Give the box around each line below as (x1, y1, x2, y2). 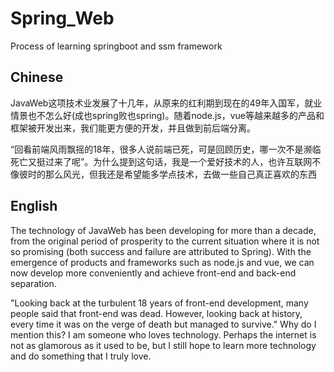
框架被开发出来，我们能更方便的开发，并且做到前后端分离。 (10, 122, 256, 134)
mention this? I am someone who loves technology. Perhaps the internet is (10, 328, 317, 341)
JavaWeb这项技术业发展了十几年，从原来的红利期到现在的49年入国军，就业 (10, 97, 323, 109)
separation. (10, 277, 57, 289)
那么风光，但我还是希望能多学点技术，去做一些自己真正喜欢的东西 (44, 168, 317, 180)
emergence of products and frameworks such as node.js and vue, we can (10, 256, 315, 268)
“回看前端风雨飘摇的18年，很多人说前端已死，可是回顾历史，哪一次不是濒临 (10, 143, 322, 155)
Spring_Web (10, 7, 115, 30)
